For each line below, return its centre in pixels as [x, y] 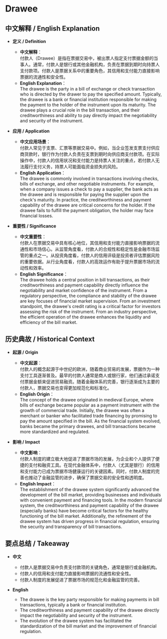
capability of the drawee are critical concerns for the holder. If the [87, 205]
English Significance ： [44, 274]
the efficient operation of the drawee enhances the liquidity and [85, 317]
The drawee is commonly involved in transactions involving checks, [89, 178]
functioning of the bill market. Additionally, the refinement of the [85, 516]
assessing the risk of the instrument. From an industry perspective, [89, 311]
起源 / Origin [25, 352]
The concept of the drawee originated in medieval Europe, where [86, 399]
